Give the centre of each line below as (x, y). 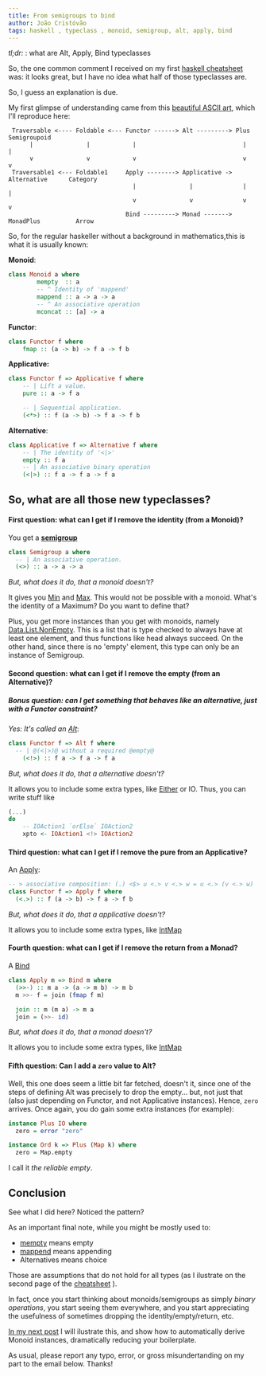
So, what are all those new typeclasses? (110, 500)
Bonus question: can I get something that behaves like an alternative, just (133, 700)
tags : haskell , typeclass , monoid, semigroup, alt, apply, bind (120, 30)
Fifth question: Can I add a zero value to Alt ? (82, 1066)
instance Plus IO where (48, 1124)
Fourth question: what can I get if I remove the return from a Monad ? (123, 948)
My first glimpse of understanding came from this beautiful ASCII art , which (132, 107)
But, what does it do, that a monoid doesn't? (81, 582)
